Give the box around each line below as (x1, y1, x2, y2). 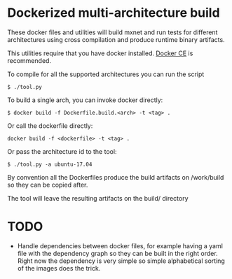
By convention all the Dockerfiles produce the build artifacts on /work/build (7, 173, 224, 181)
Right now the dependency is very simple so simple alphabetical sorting (17, 257, 226, 265)
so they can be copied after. (7, 180, 88, 189)
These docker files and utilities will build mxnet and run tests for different (7, 28, 218, 36)
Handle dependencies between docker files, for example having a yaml (17, 241, 223, 250)
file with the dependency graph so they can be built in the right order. (17, 249, 219, 257)
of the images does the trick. (17, 264, 101, 272)
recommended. (7, 56, 51, 64)
